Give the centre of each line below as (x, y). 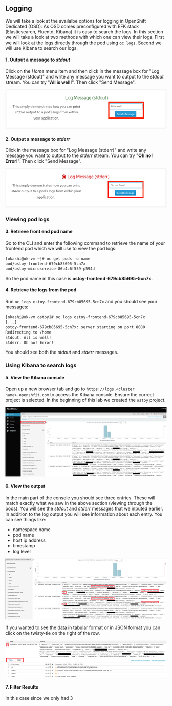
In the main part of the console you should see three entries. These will (80, 498)
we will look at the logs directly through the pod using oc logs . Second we (84, 43)
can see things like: (26, 519)
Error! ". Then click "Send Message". (44, 161)
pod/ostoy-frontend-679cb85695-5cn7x (46, 264)
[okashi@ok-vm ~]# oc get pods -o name (48, 259)
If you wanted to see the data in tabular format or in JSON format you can (83, 627)
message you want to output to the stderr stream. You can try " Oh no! (79, 155)
